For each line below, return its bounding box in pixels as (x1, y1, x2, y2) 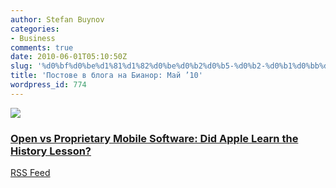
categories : (10, 24, 60, 34)
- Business (10, 33, 56, 43)
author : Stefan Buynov (10, 14, 105, 25)
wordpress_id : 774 (10, 80, 87, 90)
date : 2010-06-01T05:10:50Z (10, 52, 128, 62)
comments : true (10, 42, 74, 53)
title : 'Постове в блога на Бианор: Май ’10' (10, 71, 203, 81)
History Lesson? (10, 144, 92, 158)
